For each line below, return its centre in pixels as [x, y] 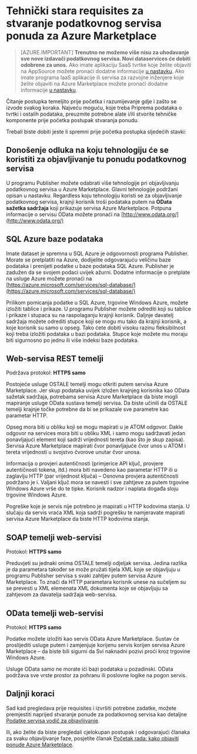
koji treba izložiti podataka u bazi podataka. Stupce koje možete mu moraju [97, 334]
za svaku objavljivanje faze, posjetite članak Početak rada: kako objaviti [93, 738]
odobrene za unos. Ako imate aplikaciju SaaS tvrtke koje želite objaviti [106, 65]
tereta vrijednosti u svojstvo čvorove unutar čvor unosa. [74, 452]
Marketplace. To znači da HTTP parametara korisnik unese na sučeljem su [96, 582]
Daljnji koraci [30, 694]
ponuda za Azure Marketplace [81, 36]
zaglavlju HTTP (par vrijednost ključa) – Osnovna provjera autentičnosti [92, 476]
